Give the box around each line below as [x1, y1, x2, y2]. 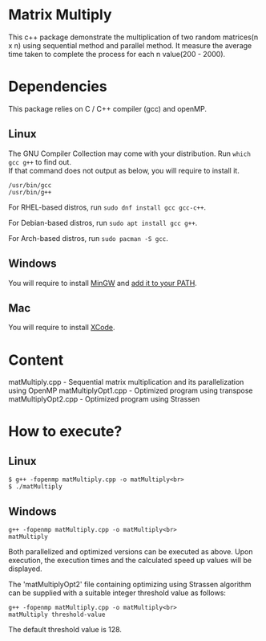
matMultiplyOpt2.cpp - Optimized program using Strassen [8, 394, 200, 404]
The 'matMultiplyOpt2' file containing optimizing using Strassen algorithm [8, 580, 252, 590]
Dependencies [8, 78, 107, 96]
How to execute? [8, 423, 123, 441]
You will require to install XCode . [8, 323, 115, 333]
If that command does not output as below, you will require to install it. [8, 165, 240, 175]
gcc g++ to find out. [8, 157, 72, 166]
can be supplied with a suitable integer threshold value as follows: [8, 588, 227, 598]
